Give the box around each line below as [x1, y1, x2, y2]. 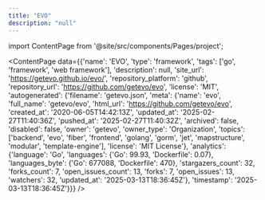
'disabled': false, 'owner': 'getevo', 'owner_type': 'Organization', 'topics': [8, 124, 246, 134]
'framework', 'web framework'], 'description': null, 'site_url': [8, 65, 205, 74]
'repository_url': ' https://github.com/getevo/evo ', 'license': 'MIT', [8, 81, 220, 92]
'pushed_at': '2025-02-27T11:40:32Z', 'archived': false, [57, 116, 239, 125]
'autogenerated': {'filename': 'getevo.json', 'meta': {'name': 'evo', [8, 90, 221, 100]
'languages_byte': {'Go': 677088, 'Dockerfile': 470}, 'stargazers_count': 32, [8, 158, 255, 167]
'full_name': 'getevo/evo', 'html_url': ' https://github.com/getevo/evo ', [8, 99, 233, 108]
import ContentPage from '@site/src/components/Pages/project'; [8, 41, 223, 50]
